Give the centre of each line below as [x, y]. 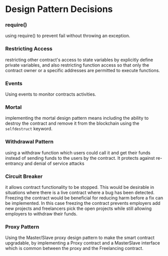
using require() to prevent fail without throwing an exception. [68, 36]
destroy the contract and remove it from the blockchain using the [72, 123]
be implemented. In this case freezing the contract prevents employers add [83, 203]
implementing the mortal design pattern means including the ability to [77, 118]
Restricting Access [29, 49]
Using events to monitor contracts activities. [51, 94]
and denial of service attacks [54, 163]
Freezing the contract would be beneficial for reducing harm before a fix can [84, 198]
